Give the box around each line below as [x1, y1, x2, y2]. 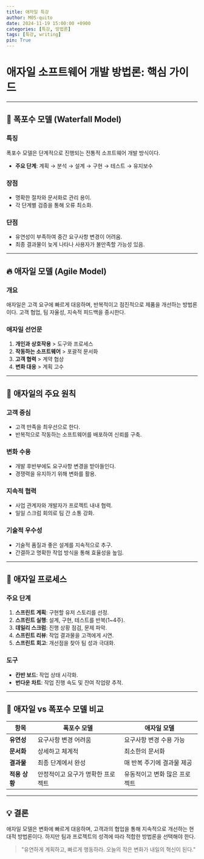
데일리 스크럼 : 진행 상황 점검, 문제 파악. [15, 624, 107, 632]
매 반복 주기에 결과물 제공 [124, 758, 192, 767]
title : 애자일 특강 [6, 9, 49, 15]
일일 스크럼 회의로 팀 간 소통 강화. [15, 510, 95, 517]
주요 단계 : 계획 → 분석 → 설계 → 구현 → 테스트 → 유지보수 [15, 162, 153, 169]
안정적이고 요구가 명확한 [37, 769, 103, 778]
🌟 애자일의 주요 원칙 [6, 388, 76, 399]
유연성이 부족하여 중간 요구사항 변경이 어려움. [15, 233, 123, 241]
